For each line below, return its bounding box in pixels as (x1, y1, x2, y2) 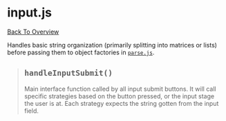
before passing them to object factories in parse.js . (7, 48, 155, 56)
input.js (7, 5, 52, 21)
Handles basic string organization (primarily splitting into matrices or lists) (7, 41, 218, 49)
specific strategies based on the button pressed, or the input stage (23, 91, 215, 100)
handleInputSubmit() (23, 68, 113, 78)
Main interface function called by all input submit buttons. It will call (23, 85, 216, 93)
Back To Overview (7, 27, 59, 36)
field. (23, 107, 39, 115)
